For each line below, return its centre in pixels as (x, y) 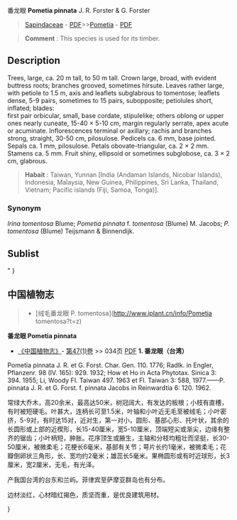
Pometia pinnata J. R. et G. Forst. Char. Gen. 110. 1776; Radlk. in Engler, (111, 365)
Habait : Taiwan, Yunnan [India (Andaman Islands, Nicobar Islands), (123, 174)
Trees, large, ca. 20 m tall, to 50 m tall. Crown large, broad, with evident (112, 77)
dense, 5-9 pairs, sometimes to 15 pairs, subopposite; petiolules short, (110, 100)
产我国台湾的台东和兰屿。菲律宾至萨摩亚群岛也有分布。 (88, 480)
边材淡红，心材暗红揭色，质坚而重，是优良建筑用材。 (85, 494)
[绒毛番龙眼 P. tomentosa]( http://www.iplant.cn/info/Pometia (124, 313)
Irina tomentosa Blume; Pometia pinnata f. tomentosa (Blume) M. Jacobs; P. (118, 224)
